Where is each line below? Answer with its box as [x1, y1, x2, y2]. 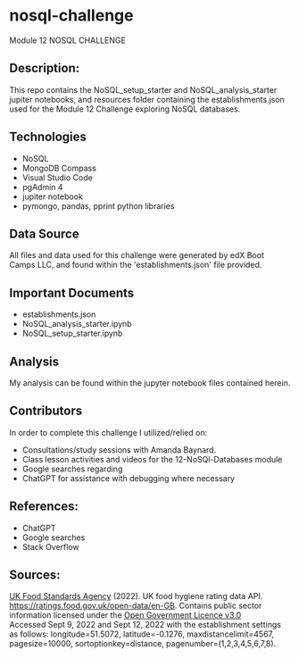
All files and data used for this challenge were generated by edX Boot [9, 250, 265, 261]
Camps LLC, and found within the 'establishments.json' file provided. [9, 260, 262, 271]
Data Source [9, 226, 79, 241]
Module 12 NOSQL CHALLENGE [9, 35, 127, 46]
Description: [9, 61, 80, 76]
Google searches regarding [21, 463, 123, 474]
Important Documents [9, 285, 135, 300]
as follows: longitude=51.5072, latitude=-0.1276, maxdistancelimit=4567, [9, 629, 275, 639]
